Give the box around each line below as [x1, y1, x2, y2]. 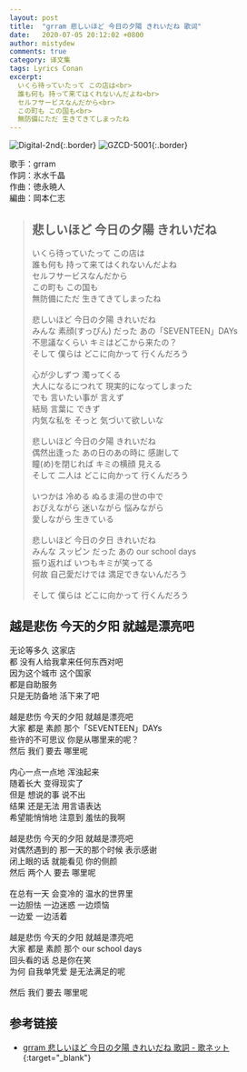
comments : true [9, 47, 67, 56]
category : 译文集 [9, 55, 71, 65]
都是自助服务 [9, 678, 57, 689]
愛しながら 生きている [31, 513, 114, 524]
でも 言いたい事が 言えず [31, 392, 124, 403]
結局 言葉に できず [31, 403, 101, 414]
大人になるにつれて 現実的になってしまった [31, 380, 193, 391]
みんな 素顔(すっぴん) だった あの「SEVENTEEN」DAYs [31, 325, 238, 336]
